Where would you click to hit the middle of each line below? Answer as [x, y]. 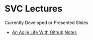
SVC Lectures [34, 9]
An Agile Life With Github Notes [44, 32]
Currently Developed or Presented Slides [46, 22]
